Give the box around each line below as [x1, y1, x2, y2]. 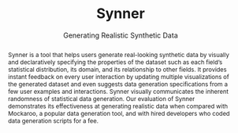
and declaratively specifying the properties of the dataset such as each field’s [7, 58, 223, 66]
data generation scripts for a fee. [7, 117, 99, 125]
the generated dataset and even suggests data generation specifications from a [7, 80, 229, 88]
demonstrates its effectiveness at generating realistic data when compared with [7, 102, 229, 110]
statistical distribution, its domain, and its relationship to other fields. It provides [7, 65, 227, 74]
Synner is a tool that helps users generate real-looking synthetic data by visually [7, 50, 230, 59]
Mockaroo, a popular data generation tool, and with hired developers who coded [7, 109, 230, 117]
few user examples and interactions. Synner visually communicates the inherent [7, 87, 229, 95]
